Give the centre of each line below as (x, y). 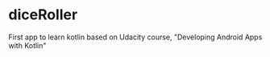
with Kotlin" (27, 45)
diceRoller (43, 15)
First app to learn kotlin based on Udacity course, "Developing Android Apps (135, 37)
